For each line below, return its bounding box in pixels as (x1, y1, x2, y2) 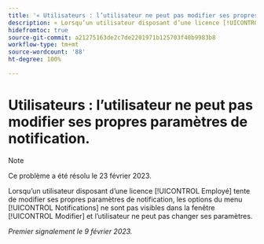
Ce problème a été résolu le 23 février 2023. (8, 171, 152, 180)
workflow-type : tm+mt (8, 41, 79, 49)
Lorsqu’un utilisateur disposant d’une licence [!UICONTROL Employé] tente (8, 186, 251, 195)
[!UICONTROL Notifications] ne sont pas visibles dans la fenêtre (8, 202, 215, 213)
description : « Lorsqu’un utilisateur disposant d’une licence (8, 19, 220, 27)
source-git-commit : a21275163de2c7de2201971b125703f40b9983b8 (8, 33, 216, 42)
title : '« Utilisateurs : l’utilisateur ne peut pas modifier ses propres (8, 11, 258, 20)
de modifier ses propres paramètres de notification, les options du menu (8, 194, 243, 204)
